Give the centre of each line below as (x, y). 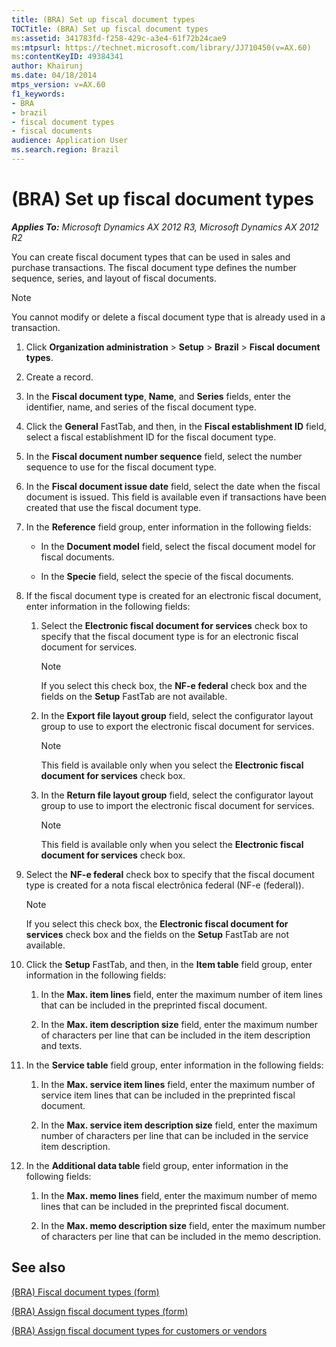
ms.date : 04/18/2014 (54, 76)
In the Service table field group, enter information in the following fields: (174, 1065)
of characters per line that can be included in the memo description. (181, 1236)
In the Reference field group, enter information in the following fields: (168, 527)
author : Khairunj (47, 66)
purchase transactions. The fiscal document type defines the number (154, 267)
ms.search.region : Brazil (65, 150)
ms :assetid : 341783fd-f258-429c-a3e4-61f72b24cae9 (119, 38)
